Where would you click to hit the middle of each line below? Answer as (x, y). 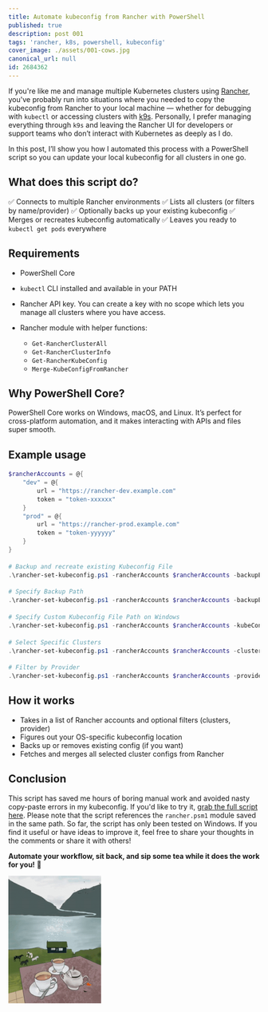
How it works (41, 701)
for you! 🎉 (25, 864)
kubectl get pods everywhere (57, 228)
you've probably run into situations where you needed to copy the (116, 99)
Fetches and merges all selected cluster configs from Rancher (122, 754)
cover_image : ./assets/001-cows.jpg (69, 51)
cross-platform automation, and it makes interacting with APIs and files (125, 421)
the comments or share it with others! (70, 841)
